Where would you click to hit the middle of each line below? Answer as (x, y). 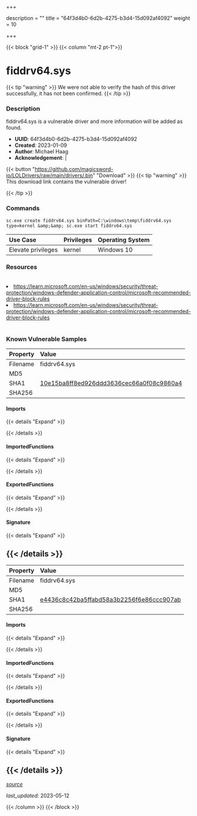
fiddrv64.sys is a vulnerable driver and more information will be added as (94, 122)
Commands (23, 208)
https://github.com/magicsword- (74, 169)
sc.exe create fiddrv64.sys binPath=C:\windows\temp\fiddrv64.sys (89, 220)
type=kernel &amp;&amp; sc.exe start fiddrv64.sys (69, 226)
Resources (22, 267)
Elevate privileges (33, 249)
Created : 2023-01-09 (41, 145)
